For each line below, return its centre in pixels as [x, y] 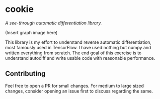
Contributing [25, 74]
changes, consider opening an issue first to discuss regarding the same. [79, 91]
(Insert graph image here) [31, 32]
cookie [19, 9]
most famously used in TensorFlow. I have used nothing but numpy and [78, 47]
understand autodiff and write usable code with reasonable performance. [80, 58]
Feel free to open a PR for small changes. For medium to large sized [75, 86]
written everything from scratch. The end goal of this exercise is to [73, 53]
